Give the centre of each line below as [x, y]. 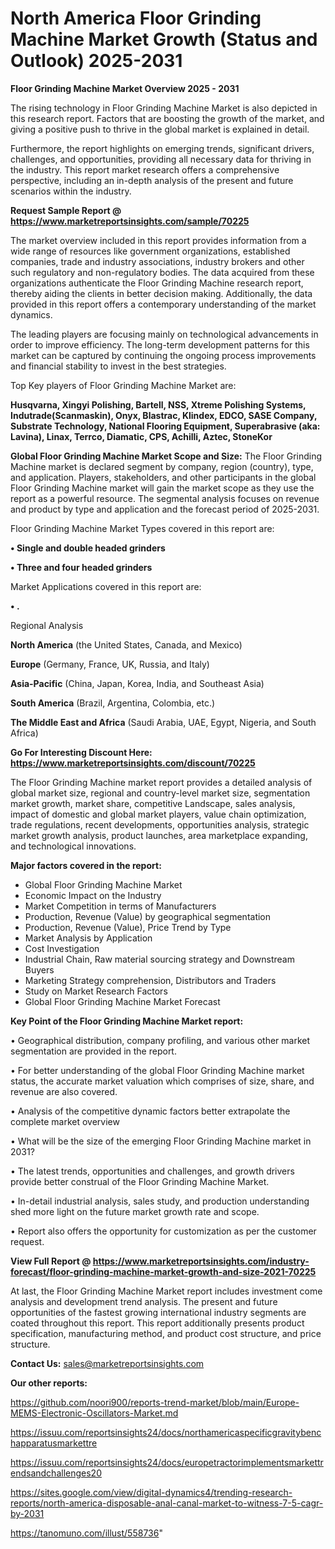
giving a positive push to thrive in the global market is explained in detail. [160, 129]
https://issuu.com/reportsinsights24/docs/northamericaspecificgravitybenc [166, 1432]
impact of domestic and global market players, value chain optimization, [158, 814]
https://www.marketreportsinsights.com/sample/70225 [130, 221]
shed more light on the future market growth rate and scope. [135, 1211]
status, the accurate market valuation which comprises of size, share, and [162, 1081]
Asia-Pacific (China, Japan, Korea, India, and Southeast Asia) [137, 683]
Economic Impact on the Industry [93, 895]
